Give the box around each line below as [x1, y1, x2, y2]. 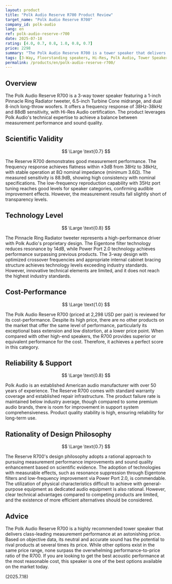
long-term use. [5, 415, 37, 421]
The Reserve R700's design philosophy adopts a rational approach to [5, 453, 152, 459]
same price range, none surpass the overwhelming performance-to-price [5, 547, 160, 553]
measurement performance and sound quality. [5, 120, 103, 126]
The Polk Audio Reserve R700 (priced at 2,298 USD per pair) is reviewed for [5, 311, 166, 317]
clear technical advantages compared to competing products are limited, [5, 492, 159, 498]
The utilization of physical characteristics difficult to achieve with [5, 480, 142, 487]
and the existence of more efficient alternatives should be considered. [5, 497, 154, 503]
